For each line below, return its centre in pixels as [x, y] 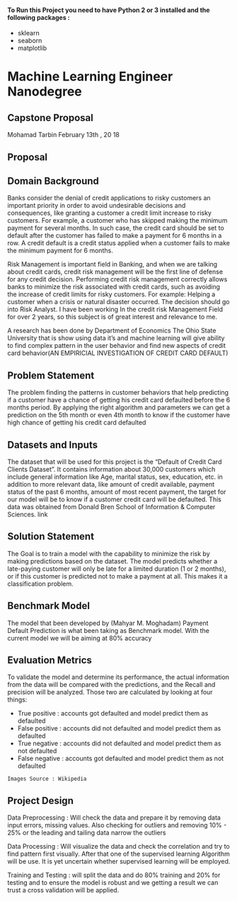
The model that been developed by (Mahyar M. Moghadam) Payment [108, 623]
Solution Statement [51, 536]
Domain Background [53, 181]
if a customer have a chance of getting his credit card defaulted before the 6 [119, 400]
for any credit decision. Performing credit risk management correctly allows [117, 279]
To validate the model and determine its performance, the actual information [118, 677]
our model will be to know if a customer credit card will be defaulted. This [114, 499]
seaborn [30, 41]
